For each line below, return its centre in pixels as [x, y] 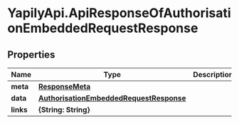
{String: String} [64, 110]
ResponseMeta [64, 87]
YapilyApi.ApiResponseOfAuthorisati [119, 13]
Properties [31, 55]
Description [213, 74]
